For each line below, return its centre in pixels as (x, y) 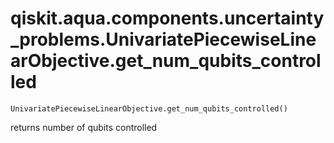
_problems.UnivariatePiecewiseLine (163, 39)
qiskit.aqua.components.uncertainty (167, 18)
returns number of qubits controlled (84, 127)
